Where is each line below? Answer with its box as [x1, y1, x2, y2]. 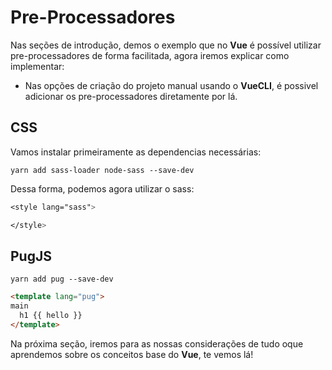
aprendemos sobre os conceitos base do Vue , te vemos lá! [10, 348, 254, 360]
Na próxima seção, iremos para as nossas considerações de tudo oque [10, 337, 304, 350]
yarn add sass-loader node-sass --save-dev [10, 165, 195, 175]
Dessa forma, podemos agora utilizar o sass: [10, 182, 195, 195]
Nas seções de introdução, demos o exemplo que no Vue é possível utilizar [10, 39, 322, 51]
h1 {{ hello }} [19, 311, 83, 321]
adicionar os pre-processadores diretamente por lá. [24, 90, 238, 102]
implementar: [10, 60, 65, 72]
